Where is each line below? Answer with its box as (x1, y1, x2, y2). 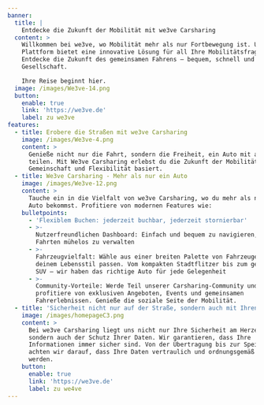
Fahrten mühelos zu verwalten (35, 238, 135, 247)
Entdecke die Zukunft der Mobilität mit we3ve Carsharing (21, 26, 216, 34)
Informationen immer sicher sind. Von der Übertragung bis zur (28, 340, 241, 349)
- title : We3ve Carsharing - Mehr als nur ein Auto (14, 173, 188, 180)
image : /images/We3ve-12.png (21, 180, 117, 188)
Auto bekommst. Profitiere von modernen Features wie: (28, 202, 213, 210)
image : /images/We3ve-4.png (21, 136, 113, 143)
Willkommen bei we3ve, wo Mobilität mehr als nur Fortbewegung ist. (21, 41, 251, 49)
